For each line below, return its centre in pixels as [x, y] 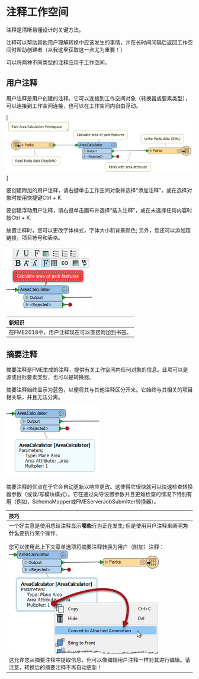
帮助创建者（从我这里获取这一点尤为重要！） [71, 50]
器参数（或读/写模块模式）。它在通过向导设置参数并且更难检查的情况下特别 [97, 494]
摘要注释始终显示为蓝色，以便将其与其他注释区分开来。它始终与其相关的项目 [99, 390]
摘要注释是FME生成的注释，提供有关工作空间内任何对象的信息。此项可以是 [97, 370]
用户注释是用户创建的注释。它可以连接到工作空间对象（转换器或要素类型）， [98, 98]
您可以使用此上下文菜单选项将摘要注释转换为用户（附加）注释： [86, 547]
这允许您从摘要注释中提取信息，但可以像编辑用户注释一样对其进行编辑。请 [99, 660]
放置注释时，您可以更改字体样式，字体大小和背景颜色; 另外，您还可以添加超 [99, 230]
